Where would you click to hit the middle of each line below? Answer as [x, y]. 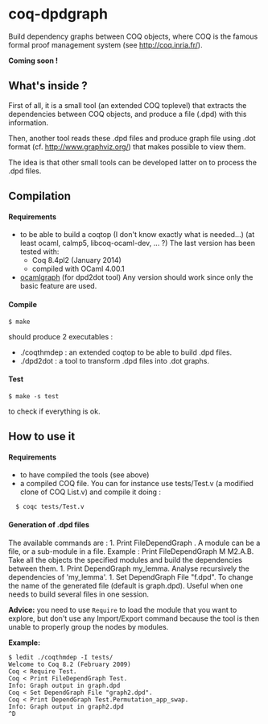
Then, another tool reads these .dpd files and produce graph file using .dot [132, 138]
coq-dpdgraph [58, 14]
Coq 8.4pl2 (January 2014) [77, 260]
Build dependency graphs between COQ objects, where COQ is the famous [133, 36]
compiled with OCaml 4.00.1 [78, 269]
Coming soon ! [33, 60]
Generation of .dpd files [49, 524]
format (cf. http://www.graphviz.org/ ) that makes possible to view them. [127, 147]
